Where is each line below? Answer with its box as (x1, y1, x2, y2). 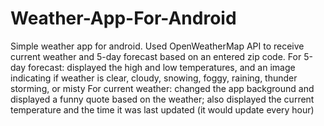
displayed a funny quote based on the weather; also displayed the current (10, 93, 315, 105)
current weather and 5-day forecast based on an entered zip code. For (10, 50, 302, 62)
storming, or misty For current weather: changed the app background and (10, 82, 315, 94)
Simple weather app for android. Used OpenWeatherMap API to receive (10, 40, 305, 52)
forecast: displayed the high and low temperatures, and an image (28, 61, 296, 73)
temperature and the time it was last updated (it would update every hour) (10, 103, 315, 116)
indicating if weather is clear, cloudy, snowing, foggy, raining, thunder (10, 72, 298, 84)
